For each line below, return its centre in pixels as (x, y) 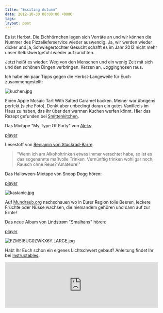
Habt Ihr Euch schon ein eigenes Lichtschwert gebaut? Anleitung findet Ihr (79, 250)
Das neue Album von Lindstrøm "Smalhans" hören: (56, 222)
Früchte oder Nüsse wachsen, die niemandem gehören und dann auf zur (78, 207)
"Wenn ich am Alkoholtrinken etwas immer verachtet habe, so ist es (84, 154)
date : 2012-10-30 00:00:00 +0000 (39, 14)
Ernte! (11, 213)
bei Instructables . (22, 255)
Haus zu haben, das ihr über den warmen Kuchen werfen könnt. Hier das (78, 111)
